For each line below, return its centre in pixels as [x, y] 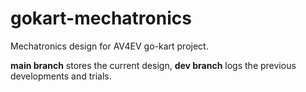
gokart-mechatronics [101, 18]
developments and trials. [61, 76]
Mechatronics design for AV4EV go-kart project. [109, 46]
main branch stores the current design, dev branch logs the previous [153, 65]
